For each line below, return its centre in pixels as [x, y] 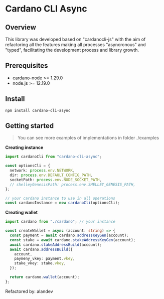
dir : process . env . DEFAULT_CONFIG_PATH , [51, 175]
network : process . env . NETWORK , [42, 171]
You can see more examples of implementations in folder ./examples [88, 138]
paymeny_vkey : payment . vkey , [45, 259]
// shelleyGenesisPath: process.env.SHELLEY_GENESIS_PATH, [73, 184]
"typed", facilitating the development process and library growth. [72, 50]
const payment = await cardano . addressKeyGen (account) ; [69, 236]
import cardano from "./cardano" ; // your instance [60, 222]
